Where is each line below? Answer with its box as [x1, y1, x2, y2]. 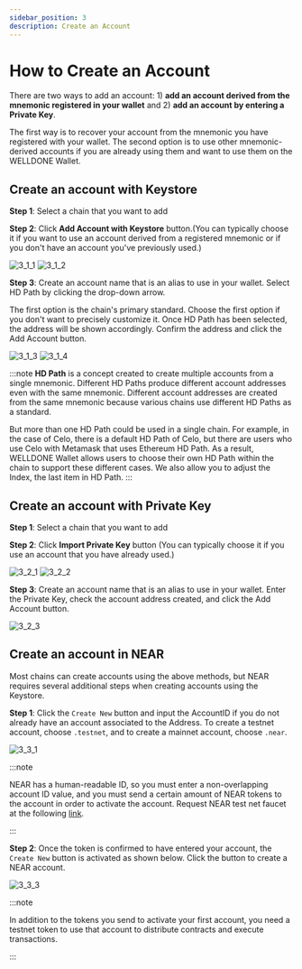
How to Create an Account [9, 60, 210, 81]
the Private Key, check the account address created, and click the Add [9, 594, 271, 604]
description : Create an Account [9, 22, 131, 31]
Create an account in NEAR [9, 647, 165, 662]
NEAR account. [9, 862, 66, 872]
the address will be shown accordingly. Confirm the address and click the [9, 324, 282, 335]
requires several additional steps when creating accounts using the [9, 680, 259, 691]
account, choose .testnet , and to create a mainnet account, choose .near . [9, 726, 288, 737]
